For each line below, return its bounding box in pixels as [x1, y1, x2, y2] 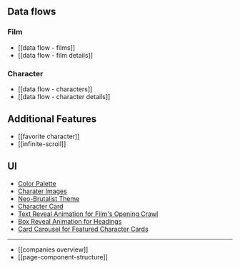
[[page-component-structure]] [17, 252, 109, 261]
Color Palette [17, 179, 56, 187]
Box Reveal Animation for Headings [17, 217, 122, 225]
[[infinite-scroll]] [17, 139, 66, 148]
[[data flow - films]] [17, 43, 76, 52]
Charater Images [17, 187, 68, 195]
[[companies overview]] [17, 245, 89, 254]
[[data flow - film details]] [17, 51, 94, 59]
